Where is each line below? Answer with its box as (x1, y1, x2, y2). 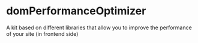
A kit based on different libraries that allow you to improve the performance (6, 24, 192, 31)
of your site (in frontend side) (6, 30, 79, 37)
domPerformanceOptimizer (6, 4, 146, 18)
